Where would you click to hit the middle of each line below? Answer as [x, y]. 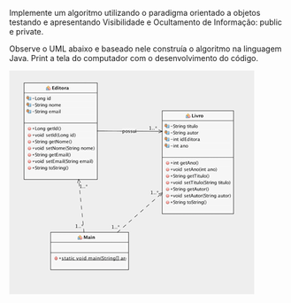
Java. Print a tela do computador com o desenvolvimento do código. [134, 58]
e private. [27, 31]
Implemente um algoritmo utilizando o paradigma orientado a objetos [135, 13]
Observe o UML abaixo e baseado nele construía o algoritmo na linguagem [145, 49]
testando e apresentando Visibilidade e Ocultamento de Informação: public [146, 22]
